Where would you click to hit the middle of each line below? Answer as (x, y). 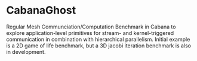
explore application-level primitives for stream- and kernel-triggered (90, 33)
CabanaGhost (41, 10)
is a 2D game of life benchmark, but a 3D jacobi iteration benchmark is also (98, 46)
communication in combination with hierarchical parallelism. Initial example (98, 39)
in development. (26, 52)
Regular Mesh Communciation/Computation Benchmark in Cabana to (91, 27)
